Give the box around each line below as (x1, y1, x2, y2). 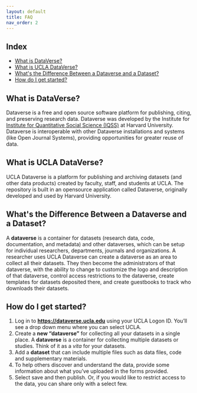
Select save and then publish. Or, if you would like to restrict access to (14, 374, 186, 381)
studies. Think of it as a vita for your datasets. (14, 343, 127, 350)
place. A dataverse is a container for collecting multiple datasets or (14, 336, 179, 343)
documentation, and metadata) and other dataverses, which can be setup (6, 240, 185, 247)
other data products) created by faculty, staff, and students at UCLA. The (6, 179, 184, 186)
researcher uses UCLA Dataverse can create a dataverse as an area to (6, 253, 178, 260)
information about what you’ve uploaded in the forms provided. (14, 368, 169, 375)
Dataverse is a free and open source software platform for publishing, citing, (6, 109, 192, 116)
